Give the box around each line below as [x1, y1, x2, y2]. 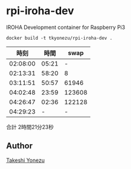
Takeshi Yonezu [6, 157, 45, 164]
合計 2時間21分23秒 [6, 123, 54, 131]
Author [6, 141, 33, 151]
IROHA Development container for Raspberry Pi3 [6, 24, 126, 31]
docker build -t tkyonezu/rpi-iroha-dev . [6, 35, 113, 41]
